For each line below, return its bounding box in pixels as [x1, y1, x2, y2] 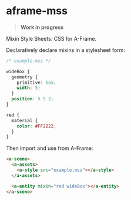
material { [11, 117, 38, 123]
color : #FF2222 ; [16, 123, 57, 129]
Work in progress [20, 24, 64, 31]
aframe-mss [6, 4, 68, 18]
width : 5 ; [16, 85, 41, 91]
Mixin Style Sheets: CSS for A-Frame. [6, 35, 97, 42]
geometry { [11, 74, 38, 80]
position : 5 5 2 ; [11, 96, 54, 102]
